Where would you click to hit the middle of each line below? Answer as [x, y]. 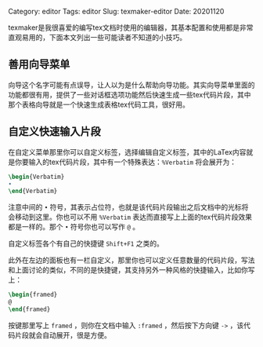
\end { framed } [29, 309]
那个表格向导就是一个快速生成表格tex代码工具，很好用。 [99, 104]
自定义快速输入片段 [54, 131]
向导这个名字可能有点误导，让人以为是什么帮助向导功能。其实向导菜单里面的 [131, 85]
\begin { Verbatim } [36, 177]
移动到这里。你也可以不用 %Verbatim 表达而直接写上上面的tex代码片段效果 [133, 217]
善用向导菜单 [39, 65]
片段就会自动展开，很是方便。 [63, 335]
